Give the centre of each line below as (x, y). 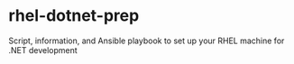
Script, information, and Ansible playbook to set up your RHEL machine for (147, 41)
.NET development (43, 50)
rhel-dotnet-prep (74, 16)
